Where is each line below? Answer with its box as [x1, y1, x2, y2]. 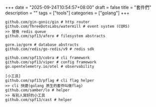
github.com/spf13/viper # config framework [5, 60, 97, 65]
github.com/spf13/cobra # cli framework [5, 55, 90, 60]
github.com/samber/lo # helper [5, 88, 70, 93]
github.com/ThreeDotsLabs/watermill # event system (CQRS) [5, 24, 130, 29]
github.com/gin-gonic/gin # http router [5, 19, 90, 24]
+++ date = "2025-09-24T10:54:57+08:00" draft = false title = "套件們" [5, 4, 152, 10]
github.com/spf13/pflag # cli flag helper [5, 78, 94, 83]
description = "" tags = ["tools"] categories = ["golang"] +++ [5, 10, 130, 16]
